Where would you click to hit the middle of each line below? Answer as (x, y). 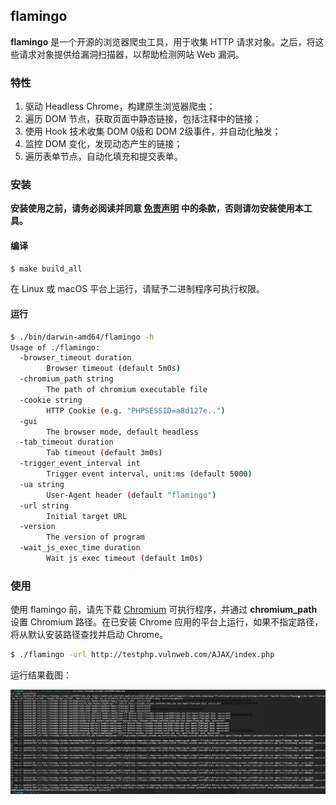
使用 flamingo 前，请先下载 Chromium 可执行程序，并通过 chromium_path (164, 610)
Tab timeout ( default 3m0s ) (104, 453)
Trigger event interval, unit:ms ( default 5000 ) (149, 474)
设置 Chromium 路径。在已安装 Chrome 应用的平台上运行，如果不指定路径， (167, 622)
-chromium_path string (66, 379)
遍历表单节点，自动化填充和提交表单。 (103, 156)
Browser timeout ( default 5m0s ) (114, 369)
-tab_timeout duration (66, 442)
